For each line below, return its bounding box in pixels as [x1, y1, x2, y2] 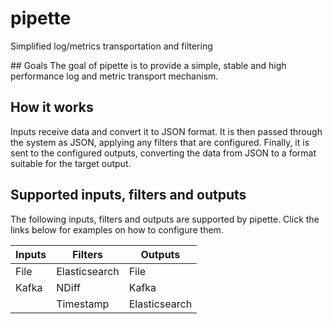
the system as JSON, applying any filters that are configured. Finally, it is [10, 136, 310, 148]
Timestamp [56, 297, 110, 311]
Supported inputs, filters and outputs [10, 187, 247, 204]
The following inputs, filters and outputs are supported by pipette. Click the [10, 213, 320, 225]
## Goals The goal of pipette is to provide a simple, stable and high [10, 59, 287, 71]
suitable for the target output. [10, 157, 132, 169]
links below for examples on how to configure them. [10, 223, 224, 236]
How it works [10, 99, 94, 116]
